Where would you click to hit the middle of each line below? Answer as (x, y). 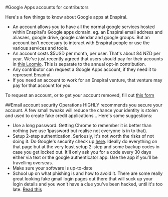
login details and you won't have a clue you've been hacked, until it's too (88, 184)
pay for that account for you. (42, 85)
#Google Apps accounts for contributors (47, 7)
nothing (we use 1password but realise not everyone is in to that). (80, 131)
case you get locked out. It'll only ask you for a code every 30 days (82, 152)
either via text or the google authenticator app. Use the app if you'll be (85, 157)
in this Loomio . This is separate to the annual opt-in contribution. (79, 64)
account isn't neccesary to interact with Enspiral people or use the (81, 43)
